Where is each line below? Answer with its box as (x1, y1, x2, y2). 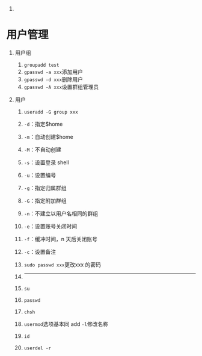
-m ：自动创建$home (23, 133, 74, 140)
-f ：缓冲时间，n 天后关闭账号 (23, 235, 98, 242)
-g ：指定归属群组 (23, 184, 67, 191)
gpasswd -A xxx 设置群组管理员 (23, 83, 99, 90)
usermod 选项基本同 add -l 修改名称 (23, 320, 108, 327)
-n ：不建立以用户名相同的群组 (23, 210, 98, 217)
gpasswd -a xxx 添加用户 (23, 68, 83, 75)
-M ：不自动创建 (23, 146, 61, 153)
